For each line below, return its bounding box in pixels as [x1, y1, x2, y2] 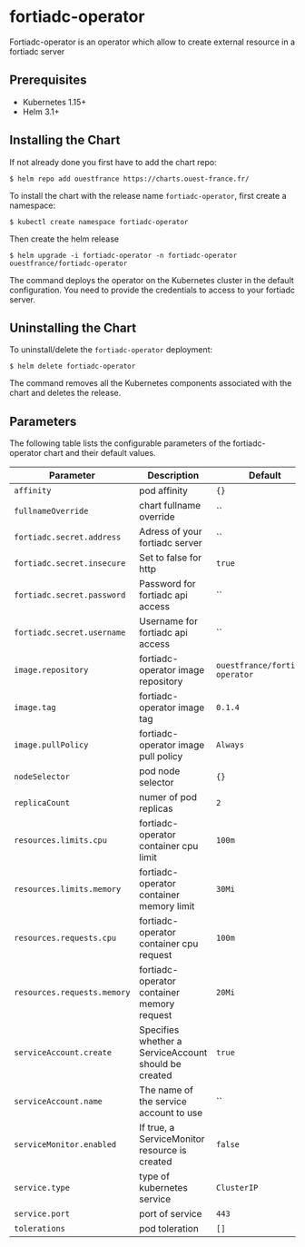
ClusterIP [216, 1183, 259, 1193]
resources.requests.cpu [14, 933, 117, 944]
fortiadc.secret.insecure [14, 559, 126, 569]
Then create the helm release [9, 233, 120, 244]
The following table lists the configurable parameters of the [9, 438, 231, 449]
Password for [139, 578, 197, 590]
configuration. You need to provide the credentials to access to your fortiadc [9, 284, 295, 295]
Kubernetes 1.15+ [22, 96, 87, 107]
